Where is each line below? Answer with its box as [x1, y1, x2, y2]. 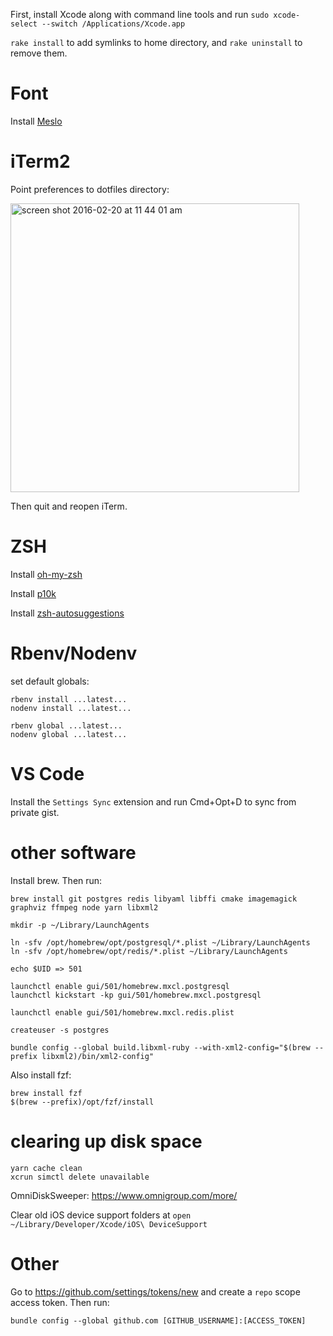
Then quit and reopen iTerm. [10, 500, 128, 512]
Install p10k [10, 587, 57, 599]
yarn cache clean [10, 1163, 83, 1173]
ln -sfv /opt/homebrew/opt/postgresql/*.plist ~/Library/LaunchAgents [10, 937, 311, 948]
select [10, 19, 38, 29]
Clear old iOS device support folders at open [10, 1209, 192, 1221]
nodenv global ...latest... [10, 729, 128, 739]
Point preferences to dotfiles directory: [10, 183, 170, 195]
